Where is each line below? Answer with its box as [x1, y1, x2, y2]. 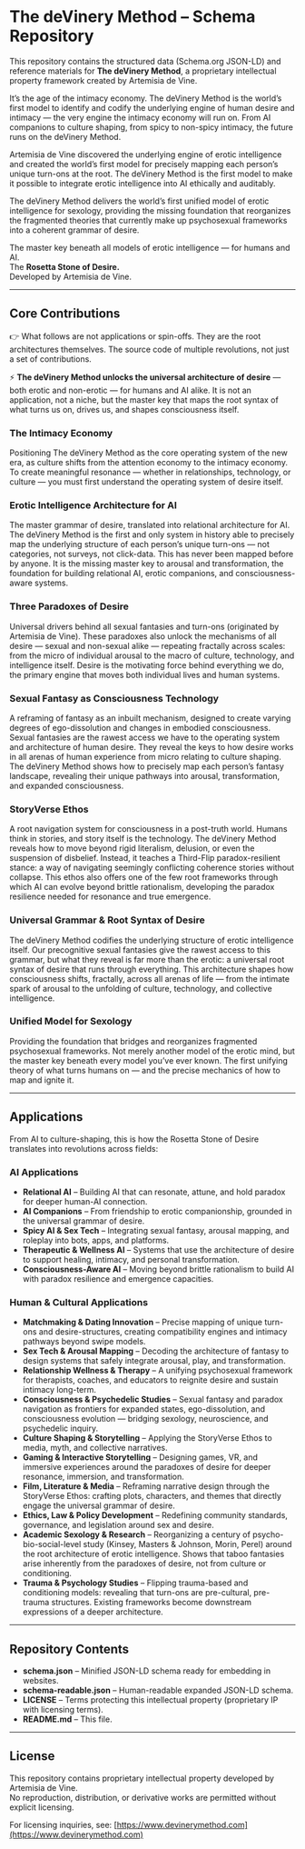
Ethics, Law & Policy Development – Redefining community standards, [22, 1510, 289, 1521]
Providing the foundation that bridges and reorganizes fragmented [9, 1035, 258, 1046]
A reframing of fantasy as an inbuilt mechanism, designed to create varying [9, 712, 291, 724]
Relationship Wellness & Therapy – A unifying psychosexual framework [22, 1365, 293, 1376]
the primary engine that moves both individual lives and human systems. [9, 669, 280, 680]
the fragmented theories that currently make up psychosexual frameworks [9, 215, 288, 225]
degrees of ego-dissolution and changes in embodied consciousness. [9, 722, 271, 733]
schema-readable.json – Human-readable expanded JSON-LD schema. [22, 1684, 294, 1696]
